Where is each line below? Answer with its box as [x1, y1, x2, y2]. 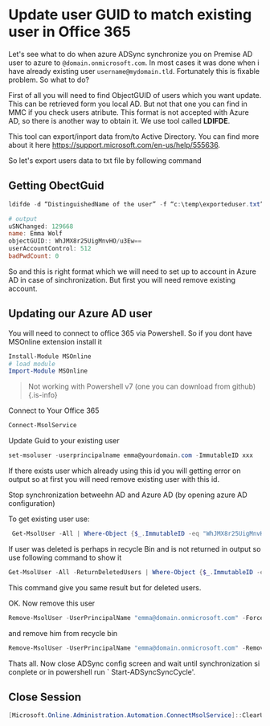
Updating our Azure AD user [8, 307, 153, 320]
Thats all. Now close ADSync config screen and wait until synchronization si [8, 659, 260, 668]
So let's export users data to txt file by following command [8, 155, 202, 165]
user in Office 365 [8, 22, 131, 41]
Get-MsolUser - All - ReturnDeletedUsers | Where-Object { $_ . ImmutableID [8, 568, 253, 576]
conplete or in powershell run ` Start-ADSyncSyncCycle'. [8, 667, 196, 676]
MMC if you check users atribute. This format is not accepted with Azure [8, 107, 249, 117]
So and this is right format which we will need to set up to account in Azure [8, 267, 257, 276]
